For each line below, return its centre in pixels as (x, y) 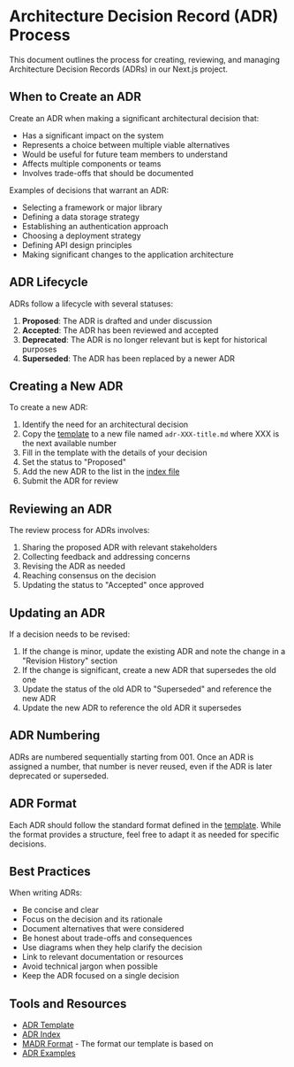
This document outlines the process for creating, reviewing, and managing (144, 59)
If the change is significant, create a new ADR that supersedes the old (149, 670)
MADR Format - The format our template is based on (117, 1044)
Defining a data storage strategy (80, 216)
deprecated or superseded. (59, 776)
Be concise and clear (60, 910)
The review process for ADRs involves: (79, 530)
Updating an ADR (57, 613)
